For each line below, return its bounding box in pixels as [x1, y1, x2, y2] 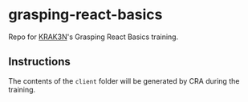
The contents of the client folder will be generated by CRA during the [8, 76, 240, 85]
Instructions [8, 55, 71, 69]
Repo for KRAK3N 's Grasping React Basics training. [8, 32, 179, 41]
